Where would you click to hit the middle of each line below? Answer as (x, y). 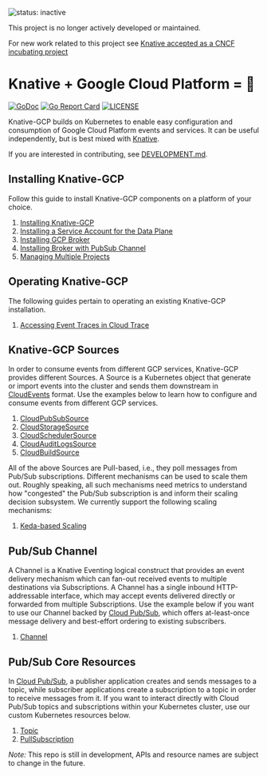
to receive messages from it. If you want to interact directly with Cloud (124, 698)
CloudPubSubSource (54, 419)
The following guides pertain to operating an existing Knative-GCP (117, 300)
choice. (21, 207)
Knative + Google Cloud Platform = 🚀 (132, 84)
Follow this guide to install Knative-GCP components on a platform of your (130, 198)
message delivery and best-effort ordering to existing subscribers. (118, 621)
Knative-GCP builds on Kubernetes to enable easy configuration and (121, 121)
